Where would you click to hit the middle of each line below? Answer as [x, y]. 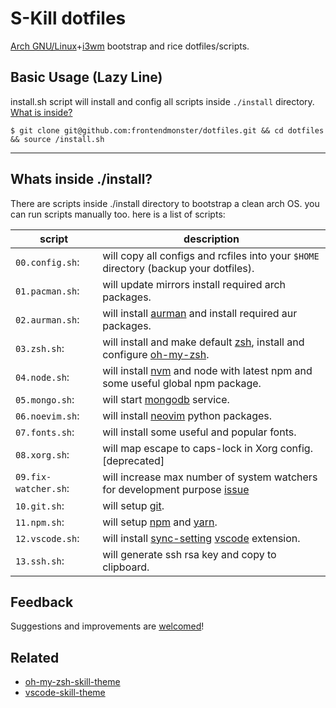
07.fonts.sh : [45, 432]
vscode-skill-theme [65, 693]
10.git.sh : [40, 505]
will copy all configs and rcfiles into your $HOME [211, 255]
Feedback [42, 602]
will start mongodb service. [166, 399]
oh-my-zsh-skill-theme [72, 682]
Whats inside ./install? [81, 179]
